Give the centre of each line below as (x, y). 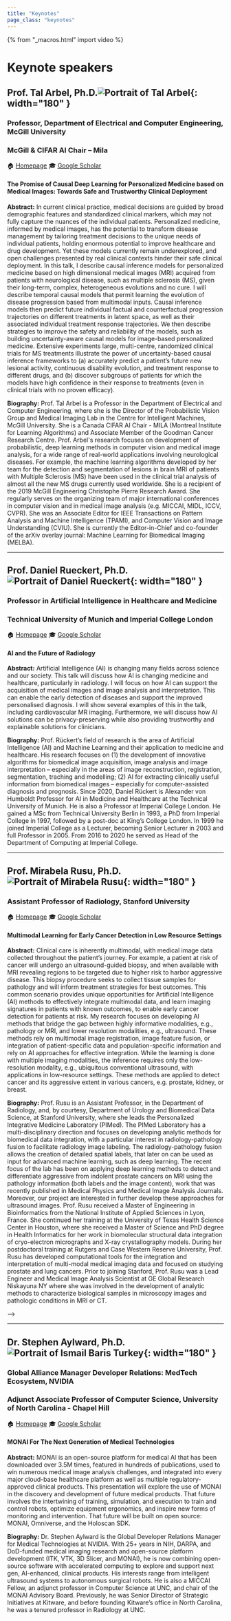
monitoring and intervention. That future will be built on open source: (104, 1516)
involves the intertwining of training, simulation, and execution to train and (112, 1501)
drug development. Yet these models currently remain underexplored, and (112, 251)
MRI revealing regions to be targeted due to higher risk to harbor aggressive (114, 972)
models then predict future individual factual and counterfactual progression (115, 309)
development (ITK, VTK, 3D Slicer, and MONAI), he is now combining (105, 1559)
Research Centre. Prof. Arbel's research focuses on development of (103, 440)
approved (21, 1487)
